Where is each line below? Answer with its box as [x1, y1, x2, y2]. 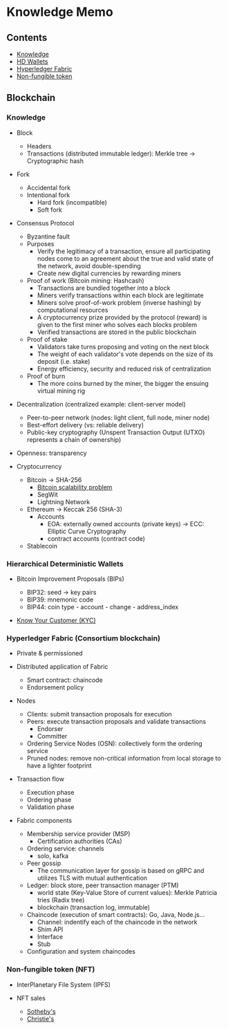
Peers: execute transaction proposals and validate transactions [26, 717, 207, 726]
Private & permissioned [16, 649, 84, 658]
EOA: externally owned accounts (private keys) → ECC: [47, 519, 205, 528]
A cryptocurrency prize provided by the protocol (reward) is [37, 313, 208, 322]
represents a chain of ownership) [26, 435, 122, 443]
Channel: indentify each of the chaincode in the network [37, 918, 198, 927]
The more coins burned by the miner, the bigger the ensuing [37, 379, 209, 387]
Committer [37, 732, 68, 741]
